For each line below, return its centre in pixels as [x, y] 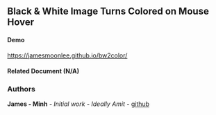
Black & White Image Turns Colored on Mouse [108, 11]
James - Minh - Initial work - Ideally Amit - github [78, 104]
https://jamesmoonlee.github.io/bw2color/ [67, 55]
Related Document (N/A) [43, 71]
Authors [22, 89]
